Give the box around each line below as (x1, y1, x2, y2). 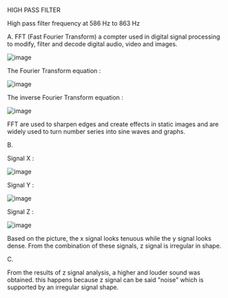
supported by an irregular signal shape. (7, 283, 119, 291)
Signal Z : (7, 208, 34, 216)
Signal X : (7, 155, 34, 162)
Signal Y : (7, 181, 34, 189)
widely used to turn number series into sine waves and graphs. (7, 128, 186, 135)
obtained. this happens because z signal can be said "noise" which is (7, 276, 204, 284)
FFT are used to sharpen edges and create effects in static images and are (7, 120, 219, 128)
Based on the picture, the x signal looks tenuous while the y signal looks (7, 235, 211, 242)
